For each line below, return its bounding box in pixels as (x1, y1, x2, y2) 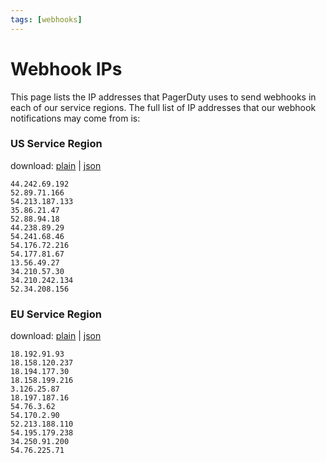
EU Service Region (10, 307, 102, 321)
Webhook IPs (10, 57, 123, 80)
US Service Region (10, 137, 103, 151)
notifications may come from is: (10, 112, 141, 124)
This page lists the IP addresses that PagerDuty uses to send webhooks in (10, 91, 317, 103)
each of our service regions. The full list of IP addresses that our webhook (10, 101, 317, 113)
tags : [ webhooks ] (10, 14, 83, 25)
